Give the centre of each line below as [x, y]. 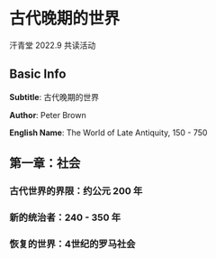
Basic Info [38, 74]
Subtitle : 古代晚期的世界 [54, 97]
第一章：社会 [45, 163]
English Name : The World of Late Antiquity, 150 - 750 [108, 133]
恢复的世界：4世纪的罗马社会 [72, 244]
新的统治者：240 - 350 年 [65, 217]
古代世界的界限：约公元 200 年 [76, 191]
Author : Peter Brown [48, 115]
